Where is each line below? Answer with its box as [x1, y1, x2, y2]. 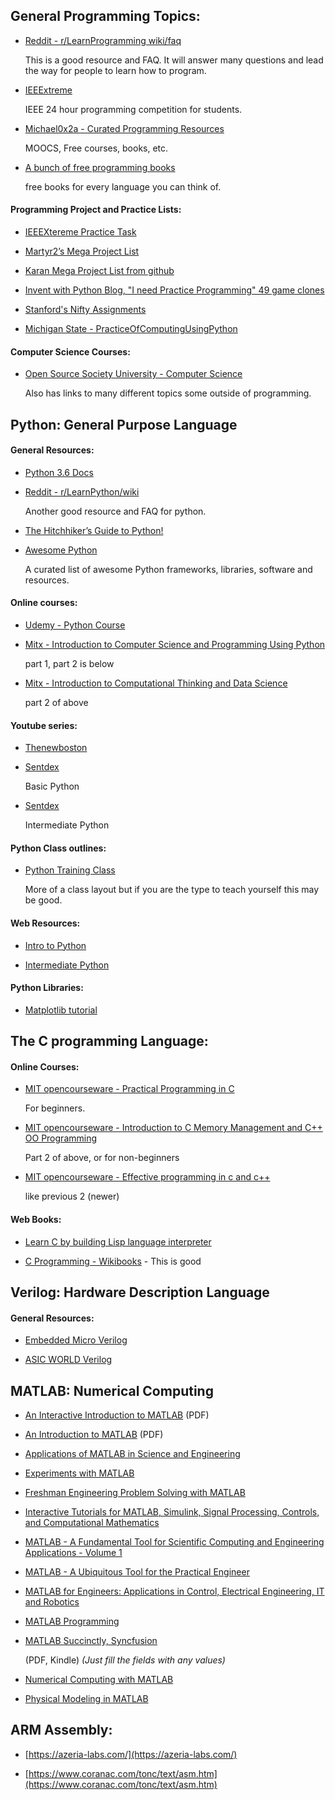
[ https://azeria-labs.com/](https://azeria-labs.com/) [24, 1748, 238, 1760]
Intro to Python [24, 939, 87, 951]
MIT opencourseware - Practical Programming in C [24, 1083, 235, 1095]
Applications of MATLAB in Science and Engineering [24, 1448, 241, 1460]
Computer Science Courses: [10, 345, 131, 358]
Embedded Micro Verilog [24, 1334, 128, 1346]
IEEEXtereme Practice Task [24, 226, 137, 238]
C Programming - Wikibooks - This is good [24, 1255, 202, 1267]
